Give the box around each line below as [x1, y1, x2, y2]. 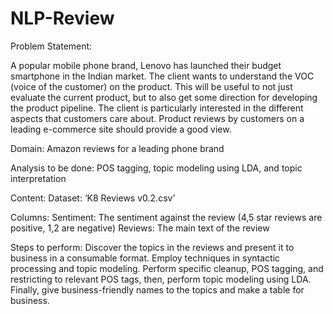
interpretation [10, 172, 67, 184]
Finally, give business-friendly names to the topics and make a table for [10, 283, 305, 296]
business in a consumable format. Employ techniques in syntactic [10, 252, 281, 264]
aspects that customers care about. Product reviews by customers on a [10, 112, 305, 124]
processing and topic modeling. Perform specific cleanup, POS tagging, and [10, 262, 324, 274]
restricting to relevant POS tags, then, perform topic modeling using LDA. [10, 273, 312, 285]
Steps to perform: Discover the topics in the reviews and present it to [10, 241, 295, 253]
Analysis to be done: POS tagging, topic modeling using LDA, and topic [10, 162, 303, 174]
